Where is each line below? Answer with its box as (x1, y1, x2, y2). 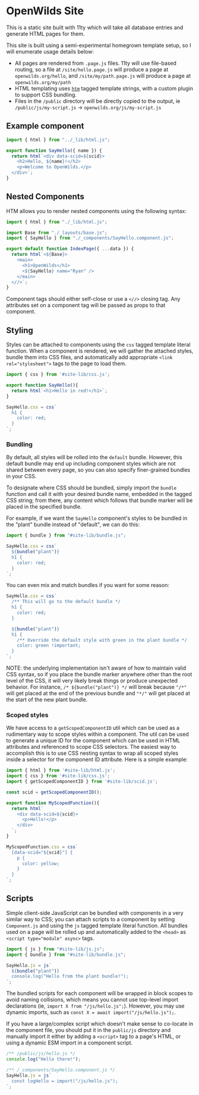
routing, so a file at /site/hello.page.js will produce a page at (14, 65, 169, 73)
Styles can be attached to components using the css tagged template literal (6, 341, 191, 349)
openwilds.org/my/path (14, 79, 71, 86)
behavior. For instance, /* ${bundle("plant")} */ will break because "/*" (6, 683, 187, 691)
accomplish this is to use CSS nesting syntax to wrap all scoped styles (6, 749, 179, 757)
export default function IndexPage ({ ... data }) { (6, 246, 134, 252)
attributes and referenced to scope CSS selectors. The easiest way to (6, 743, 176, 751)
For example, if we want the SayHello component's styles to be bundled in (6, 514, 188, 522)
